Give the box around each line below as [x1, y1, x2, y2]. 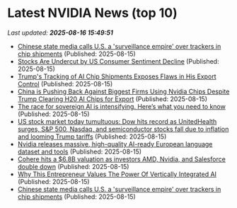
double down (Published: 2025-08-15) [17, 162, 129, 171]
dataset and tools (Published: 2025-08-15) [17, 147, 142, 156]
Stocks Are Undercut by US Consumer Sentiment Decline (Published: [17, 57, 219, 65]
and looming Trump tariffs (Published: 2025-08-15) [17, 132, 167, 141]
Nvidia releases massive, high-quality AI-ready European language [17, 139, 213, 148]
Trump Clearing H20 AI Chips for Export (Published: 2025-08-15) [17, 94, 207, 103]
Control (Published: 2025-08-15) [17, 79, 113, 88]
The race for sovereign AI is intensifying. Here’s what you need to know [17, 102, 226, 110]
